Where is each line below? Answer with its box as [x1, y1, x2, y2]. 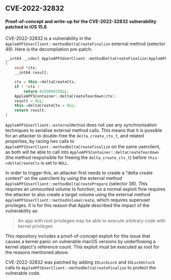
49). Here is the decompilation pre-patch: [5, 46, 93, 52]
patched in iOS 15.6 [5, 24, 47, 30]
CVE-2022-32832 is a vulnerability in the [5, 35, 92, 41]
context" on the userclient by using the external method [5, 175, 122, 181]
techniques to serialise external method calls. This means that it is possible [5, 127, 162, 133]
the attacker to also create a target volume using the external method [5, 192, 151, 198]
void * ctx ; [14, 65, 38, 71]
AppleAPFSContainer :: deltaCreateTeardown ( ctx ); [14, 94, 117, 99]
